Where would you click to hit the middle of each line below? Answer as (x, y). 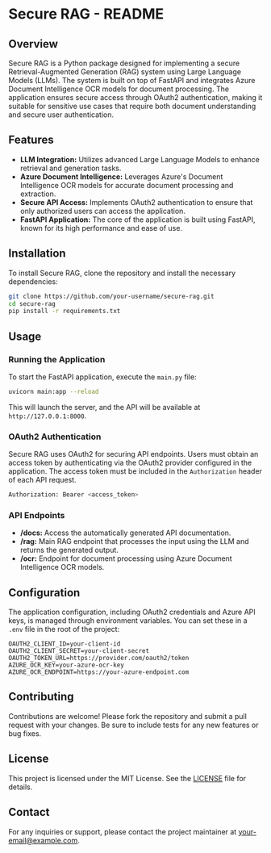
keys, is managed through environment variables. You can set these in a (128, 621)
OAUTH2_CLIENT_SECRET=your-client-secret (79, 651)
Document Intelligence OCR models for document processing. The (119, 89)
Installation (37, 254)
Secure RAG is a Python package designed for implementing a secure (124, 63)
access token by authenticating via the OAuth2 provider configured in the (130, 463)
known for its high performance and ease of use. (101, 228)
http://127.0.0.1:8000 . (48, 416)
